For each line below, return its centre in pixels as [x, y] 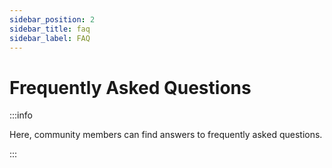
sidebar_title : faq [50, 29]
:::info [21, 115]
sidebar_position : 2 [52, 19]
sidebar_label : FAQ [50, 38]
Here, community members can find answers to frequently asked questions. [166, 135]
